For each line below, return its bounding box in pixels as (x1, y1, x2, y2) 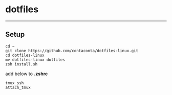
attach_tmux (5, 85, 31, 90)
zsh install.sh (5, 61, 38, 67)
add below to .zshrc (5, 70, 48, 77)
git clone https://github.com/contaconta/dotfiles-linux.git (5, 48, 139, 53)
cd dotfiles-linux (5, 53, 45, 58)
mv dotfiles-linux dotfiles (5, 57, 66, 62)
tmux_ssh (5, 80, 24, 85)
